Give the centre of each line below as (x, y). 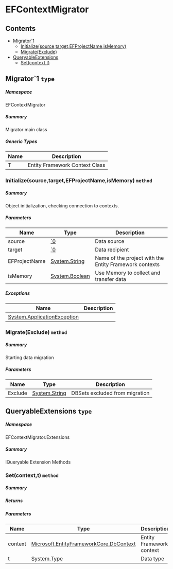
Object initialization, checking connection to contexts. (62, 206)
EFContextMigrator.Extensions (38, 437)
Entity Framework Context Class (66, 165)
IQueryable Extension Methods (38, 462)
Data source (110, 241)
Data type (153, 558)
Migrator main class (26, 130)
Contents (21, 29)
